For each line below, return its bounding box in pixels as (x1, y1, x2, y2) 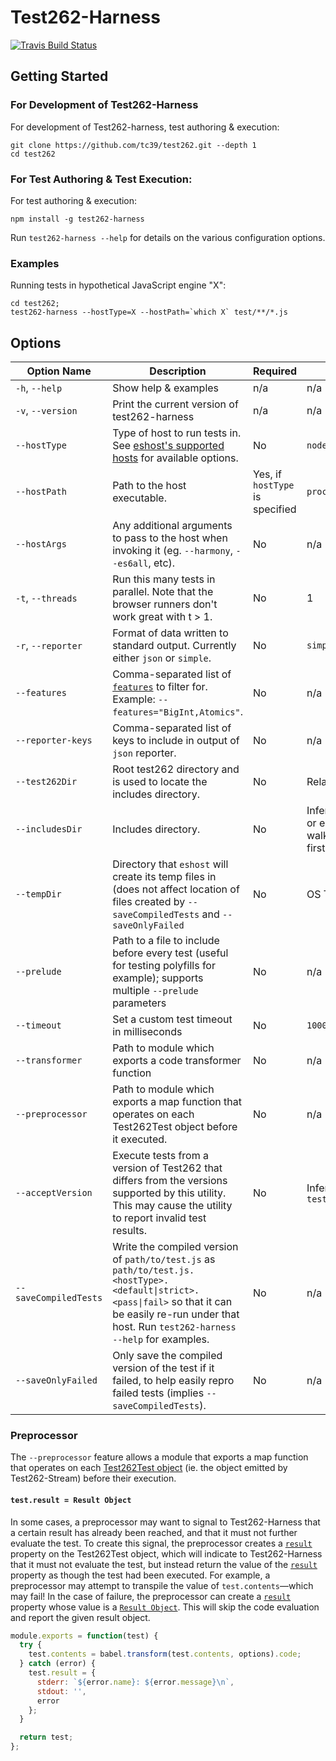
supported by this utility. (112, 1186, 227, 1200)
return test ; (19, 1732, 74, 1743)
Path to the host (112, 479, 187, 493)
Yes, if (253, 467, 282, 481)
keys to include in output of (112, 734, 240, 748)
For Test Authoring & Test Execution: (10, 172, 193, 186)
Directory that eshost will (112, 857, 229, 871)
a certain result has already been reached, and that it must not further (10, 1526, 298, 1538)
